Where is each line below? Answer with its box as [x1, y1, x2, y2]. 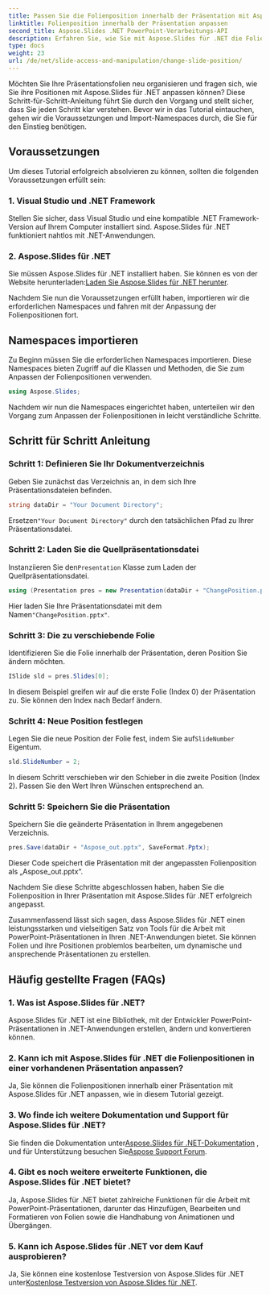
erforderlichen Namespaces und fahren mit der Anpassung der [8, 301, 217, 311]
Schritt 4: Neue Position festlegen [8, 715, 143, 726]
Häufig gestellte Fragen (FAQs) [8, 973, 166, 986]
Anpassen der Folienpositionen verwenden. [8, 372, 153, 382]
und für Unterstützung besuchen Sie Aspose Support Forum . [8, 1146, 207, 1156]
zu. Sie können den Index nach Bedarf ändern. [8, 695, 162, 705]
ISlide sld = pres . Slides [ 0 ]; [8, 672, 110, 680]
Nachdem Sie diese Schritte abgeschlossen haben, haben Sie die [8, 882, 225, 892]
